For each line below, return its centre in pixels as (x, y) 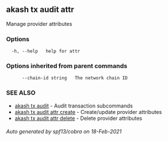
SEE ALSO (21, 93)
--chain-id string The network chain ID (75, 78)
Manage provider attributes (39, 23)
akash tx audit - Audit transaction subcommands (74, 106)
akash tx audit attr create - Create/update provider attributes (88, 112)
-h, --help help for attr (46, 51)
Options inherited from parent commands (67, 66)
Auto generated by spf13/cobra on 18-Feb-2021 (64, 132)
